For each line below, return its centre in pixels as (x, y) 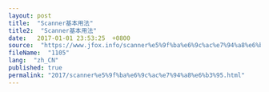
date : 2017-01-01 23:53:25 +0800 (69, 38)
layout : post (30, 16)
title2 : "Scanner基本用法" (53, 30)
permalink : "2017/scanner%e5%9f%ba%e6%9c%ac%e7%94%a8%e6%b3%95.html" (127, 75)
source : (21, 46)
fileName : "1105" (39, 53)
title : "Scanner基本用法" (51, 23)
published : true (35, 68)
